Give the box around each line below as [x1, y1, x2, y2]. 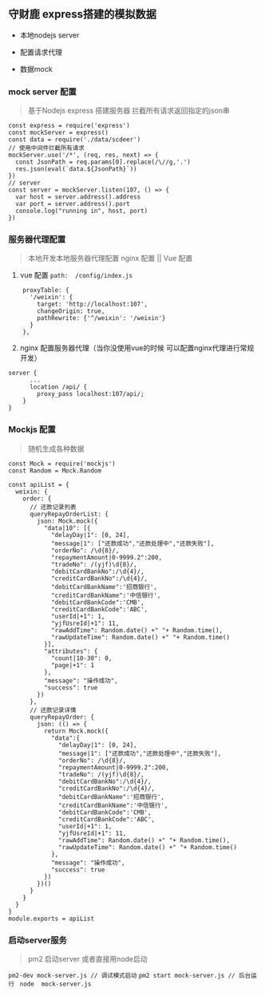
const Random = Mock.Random [8, 466, 102, 475]
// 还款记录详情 [29, 705, 77, 714]
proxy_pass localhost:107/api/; [37, 390, 145, 398]
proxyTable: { [22, 287, 69, 294]
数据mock [19, 64, 53, 73]
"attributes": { [43, 647, 98, 655]
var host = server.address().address [15, 193, 141, 201]
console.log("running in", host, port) [15, 207, 148, 215]
